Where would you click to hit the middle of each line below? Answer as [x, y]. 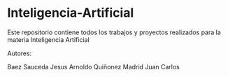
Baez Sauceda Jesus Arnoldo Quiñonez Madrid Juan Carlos [93, 66]
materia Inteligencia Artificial [48, 39]
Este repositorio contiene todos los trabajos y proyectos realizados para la [114, 32]
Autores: [20, 53]
